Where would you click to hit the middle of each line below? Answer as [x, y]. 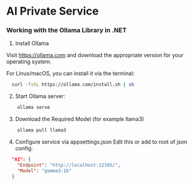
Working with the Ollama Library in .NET [66, 30]
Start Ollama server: [40, 96]
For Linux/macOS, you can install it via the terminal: [70, 74]
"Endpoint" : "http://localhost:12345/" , [69, 165]
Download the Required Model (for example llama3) [80, 119]
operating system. [29, 61]
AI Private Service [52, 11]
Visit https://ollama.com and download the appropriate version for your [95, 55]
